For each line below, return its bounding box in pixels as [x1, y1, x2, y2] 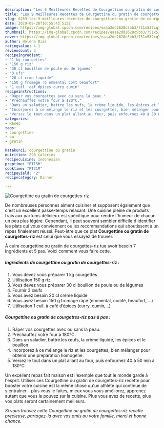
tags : [5, 125, 16, 130]
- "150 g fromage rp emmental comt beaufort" [5, 80, 99, 85]
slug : [5, 16, 16, 21]
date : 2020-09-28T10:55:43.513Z [5, 21, 71, 26]
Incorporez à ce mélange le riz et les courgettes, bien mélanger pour [12, 347, 150, 353]
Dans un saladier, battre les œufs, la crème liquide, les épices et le [12, 337, 146, 343]
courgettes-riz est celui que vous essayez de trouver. [5, 233, 114, 240]
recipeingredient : [5, 52, 42, 58]
